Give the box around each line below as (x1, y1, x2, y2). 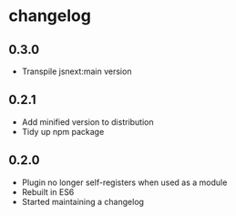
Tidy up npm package (21, 126, 105, 137)
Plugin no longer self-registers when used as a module (21, 177, 228, 188)
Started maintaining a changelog (21, 196, 145, 207)
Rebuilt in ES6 (21, 186, 75, 197)
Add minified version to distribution (21, 116, 154, 128)
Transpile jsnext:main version (21, 66, 132, 77)
